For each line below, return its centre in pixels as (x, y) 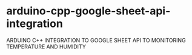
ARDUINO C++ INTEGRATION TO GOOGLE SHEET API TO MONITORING (96, 40)
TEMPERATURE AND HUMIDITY (46, 47)
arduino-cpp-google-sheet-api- (88, 11)
